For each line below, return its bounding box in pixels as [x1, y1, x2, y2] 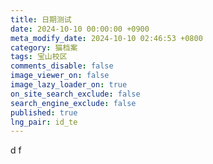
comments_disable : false [10, 61, 114, 71]
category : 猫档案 [10, 42, 78, 53]
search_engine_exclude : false [10, 98, 137, 108]
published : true [10, 107, 78, 118]
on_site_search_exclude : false [10, 89, 141, 99]
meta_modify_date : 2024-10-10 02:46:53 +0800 [10, 33, 203, 43]
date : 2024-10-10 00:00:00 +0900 [10, 24, 150, 34]
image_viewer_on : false [10, 71, 110, 81]
